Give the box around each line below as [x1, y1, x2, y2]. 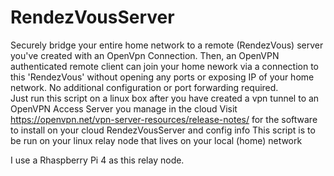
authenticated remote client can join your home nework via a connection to [10, 60, 320, 72]
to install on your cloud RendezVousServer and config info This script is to [10, 124, 316, 136]
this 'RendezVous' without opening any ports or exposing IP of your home [10, 71, 315, 83]
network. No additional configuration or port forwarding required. [10, 81, 279, 93]
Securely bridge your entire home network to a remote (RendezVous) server [10, 39, 324, 51]
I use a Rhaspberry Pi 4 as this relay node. [10, 154, 185, 166]
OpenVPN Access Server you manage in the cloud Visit [10, 102, 238, 115]
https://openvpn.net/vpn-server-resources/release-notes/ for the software [10, 113, 318, 125]
